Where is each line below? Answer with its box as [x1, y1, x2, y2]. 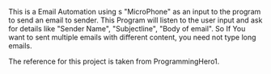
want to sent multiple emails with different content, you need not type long [8, 32, 256, 42]
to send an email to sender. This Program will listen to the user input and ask [8, 15, 263, 25]
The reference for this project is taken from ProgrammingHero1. [8, 56, 220, 66]
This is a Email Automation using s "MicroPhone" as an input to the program [8, 7, 261, 16]
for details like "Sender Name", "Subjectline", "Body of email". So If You [8, 24, 246, 33]
